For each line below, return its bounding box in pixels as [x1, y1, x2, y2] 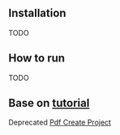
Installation [8, 6, 66, 20]
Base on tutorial [8, 96, 90, 110]
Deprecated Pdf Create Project [8, 117, 112, 128]
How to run [8, 52, 66, 65]
